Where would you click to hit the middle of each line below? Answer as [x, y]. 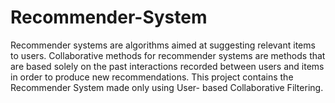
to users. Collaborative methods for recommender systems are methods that [168, 55]
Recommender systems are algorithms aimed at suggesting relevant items [163, 45]
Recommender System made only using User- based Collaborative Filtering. [167, 87]
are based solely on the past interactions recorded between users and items [167, 66]
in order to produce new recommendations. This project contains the [152, 77]
